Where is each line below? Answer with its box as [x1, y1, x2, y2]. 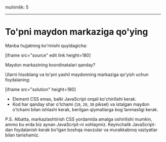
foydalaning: [5, 76, 31, 82]
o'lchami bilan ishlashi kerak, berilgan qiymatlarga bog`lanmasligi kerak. [12, 106, 159, 112]
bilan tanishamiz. [5, 132, 40, 138]
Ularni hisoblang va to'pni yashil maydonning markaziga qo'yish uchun [5, 71, 149, 77]
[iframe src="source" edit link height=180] [5, 52, 91, 58]
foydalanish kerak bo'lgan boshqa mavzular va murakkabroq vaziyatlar [14, 127, 158, 133]
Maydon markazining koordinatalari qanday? [5, 62, 95, 68]
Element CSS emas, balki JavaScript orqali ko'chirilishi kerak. [12, 96, 137, 102]
